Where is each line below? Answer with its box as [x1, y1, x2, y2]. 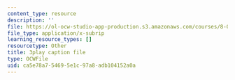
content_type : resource [7, 10, 77, 17]
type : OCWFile [7, 56, 49, 63]
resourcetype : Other [7, 42, 68, 49]
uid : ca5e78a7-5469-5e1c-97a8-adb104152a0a [7, 62, 136, 69]
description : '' [7, 17, 55, 24]
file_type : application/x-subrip [7, 29, 105, 37]
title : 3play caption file [7, 49, 86, 56]
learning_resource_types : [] [7, 36, 92, 43]
